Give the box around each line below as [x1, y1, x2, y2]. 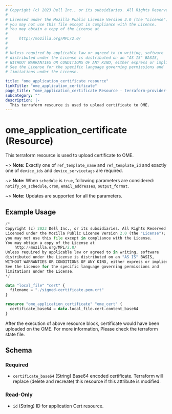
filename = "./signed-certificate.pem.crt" [10, 288, 104, 293]
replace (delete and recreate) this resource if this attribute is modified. [12, 378, 161, 384]
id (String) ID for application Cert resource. [12, 403, 104, 409]
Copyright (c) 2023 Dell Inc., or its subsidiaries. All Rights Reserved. [5, 226, 168, 231]
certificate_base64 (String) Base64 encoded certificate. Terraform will [12, 373, 163, 379]
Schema [5, 346, 32, 355]
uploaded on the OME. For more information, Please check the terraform [5, 325, 158, 332]
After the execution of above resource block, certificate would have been [5, 320, 160, 326]
